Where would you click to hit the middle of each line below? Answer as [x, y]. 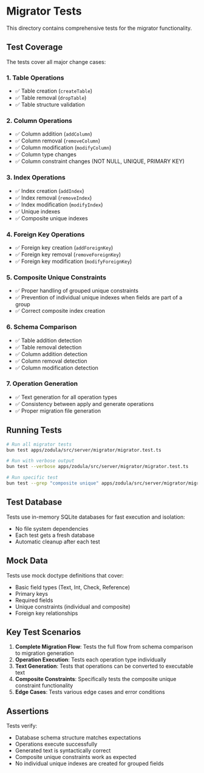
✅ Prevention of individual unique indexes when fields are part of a [99, 298]
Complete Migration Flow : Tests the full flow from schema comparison [104, 647]
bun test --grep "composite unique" [53, 483]
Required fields [34, 600]
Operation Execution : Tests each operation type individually [90, 660]
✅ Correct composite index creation [60, 311]
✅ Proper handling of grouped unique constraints [76, 291]
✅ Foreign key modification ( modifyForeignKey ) [73, 261]
